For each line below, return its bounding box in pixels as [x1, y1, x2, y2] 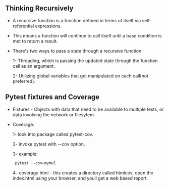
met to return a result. [12, 38, 58, 44]
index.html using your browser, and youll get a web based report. [12, 175, 148, 181]
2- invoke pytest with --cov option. [12, 141, 85, 147]
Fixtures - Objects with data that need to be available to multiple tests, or [12, 106, 164, 112]
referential [12, 23, 34, 29]
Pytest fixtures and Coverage [5, 93, 100, 102]
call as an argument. [12, 63, 55, 69]
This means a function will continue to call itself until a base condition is [12, 32, 162, 38]
